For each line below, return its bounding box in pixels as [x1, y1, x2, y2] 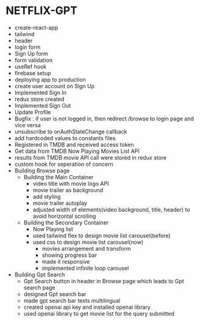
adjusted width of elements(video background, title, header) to [32, 206, 190, 213]
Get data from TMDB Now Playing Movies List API [14, 147, 140, 155]
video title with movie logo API [32, 180, 109, 187]
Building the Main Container [23, 173, 94, 180]
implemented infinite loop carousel [41, 264, 129, 272]
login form [14, 43, 41, 51]
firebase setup [14, 69, 51, 76]
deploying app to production [14, 76, 86, 83]
